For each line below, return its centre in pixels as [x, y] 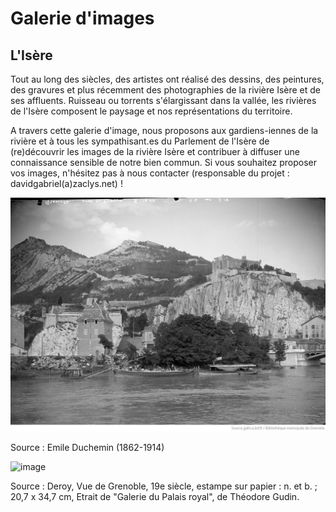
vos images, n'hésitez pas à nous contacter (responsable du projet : [150, 173]
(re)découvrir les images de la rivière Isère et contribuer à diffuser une [155, 151]
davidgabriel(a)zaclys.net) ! [66, 183]
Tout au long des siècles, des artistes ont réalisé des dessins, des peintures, [167, 79]
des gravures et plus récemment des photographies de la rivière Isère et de [166, 90]
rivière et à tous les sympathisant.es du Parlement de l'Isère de [140, 141]
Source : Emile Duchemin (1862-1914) [87, 448]
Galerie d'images [82, 18]
